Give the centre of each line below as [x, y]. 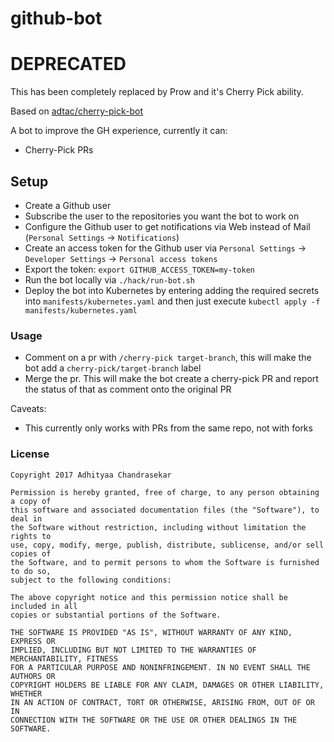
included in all [44, 606]
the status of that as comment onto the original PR [128, 389]
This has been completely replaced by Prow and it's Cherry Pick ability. [157, 92]
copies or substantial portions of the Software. [116, 615]
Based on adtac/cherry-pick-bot [77, 111]
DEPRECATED [68, 64]
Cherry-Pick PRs [59, 150]
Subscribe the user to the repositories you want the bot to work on [162, 216]
